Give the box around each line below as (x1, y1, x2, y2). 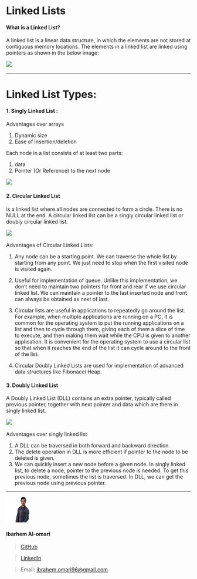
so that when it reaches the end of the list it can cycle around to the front (14, 344, 191, 351)
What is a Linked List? (6, 23, 60, 31)
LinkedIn (20, 555, 42, 562)
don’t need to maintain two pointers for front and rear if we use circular (14, 283, 186, 290)
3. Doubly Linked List (6, 382, 59, 389)
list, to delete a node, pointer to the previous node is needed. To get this (14, 467, 189, 474)
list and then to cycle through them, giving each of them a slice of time (14, 325, 185, 332)
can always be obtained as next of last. (14, 295, 110, 302)
